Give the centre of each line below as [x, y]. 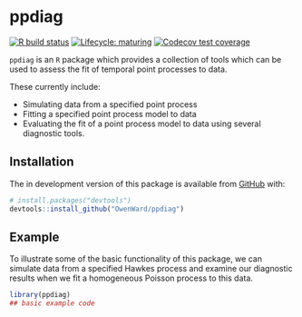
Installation [42, 162]
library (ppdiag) [40, 295]
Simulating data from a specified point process [110, 104]
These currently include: [55, 86]
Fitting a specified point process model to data [109, 114]
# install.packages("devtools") [70, 200]
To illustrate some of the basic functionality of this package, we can [136, 259]
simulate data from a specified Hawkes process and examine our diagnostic [151, 269]
